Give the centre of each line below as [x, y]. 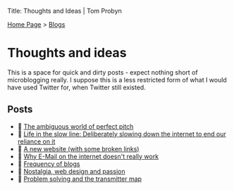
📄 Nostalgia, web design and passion [71, 171]
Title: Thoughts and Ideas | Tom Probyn [64, 11]
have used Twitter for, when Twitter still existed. [76, 87]
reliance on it [36, 141]
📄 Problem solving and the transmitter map [80, 179]
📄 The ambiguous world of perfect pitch [75, 126]
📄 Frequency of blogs [49, 164]
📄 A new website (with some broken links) [78, 148]
